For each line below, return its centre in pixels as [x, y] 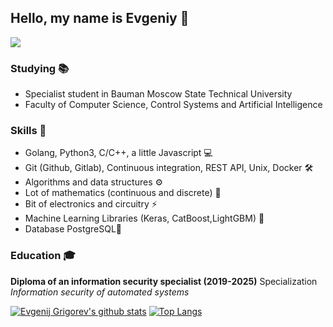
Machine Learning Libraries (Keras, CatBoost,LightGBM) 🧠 [144, 218]
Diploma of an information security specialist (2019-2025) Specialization [164, 281]
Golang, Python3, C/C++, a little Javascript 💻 [118, 153]
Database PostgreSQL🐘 [73, 229]
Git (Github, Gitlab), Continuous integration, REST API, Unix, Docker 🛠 [169, 168]
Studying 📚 [40, 68]
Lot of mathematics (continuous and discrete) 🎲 [123, 193]
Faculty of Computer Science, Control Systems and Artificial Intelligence [173, 105]
